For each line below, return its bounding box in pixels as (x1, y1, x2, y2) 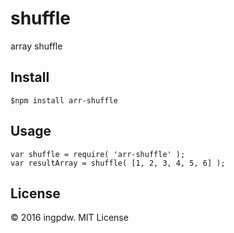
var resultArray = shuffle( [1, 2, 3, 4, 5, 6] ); (10, 158, 226, 168)
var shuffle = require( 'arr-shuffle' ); (10, 149, 186, 159)
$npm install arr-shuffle (10, 95, 118, 106)
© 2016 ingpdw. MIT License (10, 212, 129, 224)
